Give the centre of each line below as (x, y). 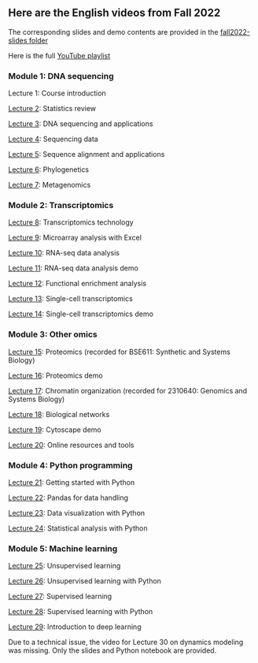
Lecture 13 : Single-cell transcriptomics (71, 299)
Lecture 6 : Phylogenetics (49, 169)
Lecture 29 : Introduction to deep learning (75, 627)
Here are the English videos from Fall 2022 (114, 13)
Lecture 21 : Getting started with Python (72, 482)
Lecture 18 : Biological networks (59, 414)
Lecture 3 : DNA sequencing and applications (81, 124)
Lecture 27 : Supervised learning (60, 596)
